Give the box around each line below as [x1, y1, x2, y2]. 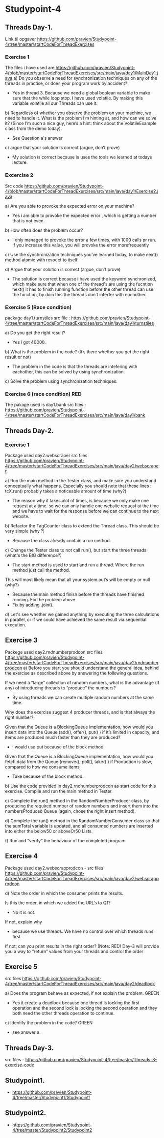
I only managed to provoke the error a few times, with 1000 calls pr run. [12, 237, 157, 243]
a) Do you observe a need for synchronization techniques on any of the [13, 75, 158, 81]
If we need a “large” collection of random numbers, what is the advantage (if [5, 679, 160, 685]
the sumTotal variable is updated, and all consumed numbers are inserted [5, 823, 153, 829]
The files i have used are [5, 65, 55, 71]
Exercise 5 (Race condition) [5, 304, 72, 310]
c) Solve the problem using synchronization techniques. [5, 378, 117, 384]
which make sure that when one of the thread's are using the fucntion [12, 281, 153, 287]
